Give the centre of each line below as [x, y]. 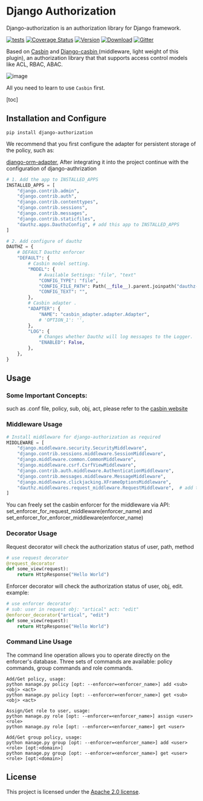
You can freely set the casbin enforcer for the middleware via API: [88, 505]
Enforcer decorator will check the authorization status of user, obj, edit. [95, 587]
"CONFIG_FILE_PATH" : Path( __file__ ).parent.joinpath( [108, 286]
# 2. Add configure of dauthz [44, 241]
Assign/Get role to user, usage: [48, 711]
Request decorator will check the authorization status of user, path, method [100, 547]
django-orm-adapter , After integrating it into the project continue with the [98, 162]
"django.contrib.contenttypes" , [58, 202]
